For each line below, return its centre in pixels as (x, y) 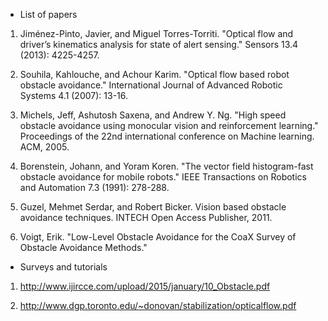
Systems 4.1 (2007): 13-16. (74, 95)
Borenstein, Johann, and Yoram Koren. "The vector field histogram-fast (166, 166)
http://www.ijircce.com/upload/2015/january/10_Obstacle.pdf (145, 286)
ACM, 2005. (44, 147)
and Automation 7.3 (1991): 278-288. (94, 187)
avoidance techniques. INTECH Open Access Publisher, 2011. (146, 217)
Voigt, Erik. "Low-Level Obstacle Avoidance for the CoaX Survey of (158, 237)
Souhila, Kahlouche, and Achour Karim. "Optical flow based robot (154, 74)
